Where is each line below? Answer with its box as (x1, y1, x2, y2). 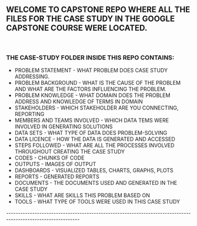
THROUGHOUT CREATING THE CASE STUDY (14, 148, 125, 155)
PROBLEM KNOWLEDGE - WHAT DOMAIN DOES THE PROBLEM (14, 92, 171, 99)
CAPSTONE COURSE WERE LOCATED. (6, 23, 148, 33)
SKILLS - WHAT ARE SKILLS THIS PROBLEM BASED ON (14, 192, 151, 199)
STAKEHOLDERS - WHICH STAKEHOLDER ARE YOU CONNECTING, (14, 104, 179, 111)
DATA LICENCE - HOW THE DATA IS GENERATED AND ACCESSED (14, 135, 175, 143)
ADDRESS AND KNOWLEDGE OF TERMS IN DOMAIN (14, 98, 143, 105)
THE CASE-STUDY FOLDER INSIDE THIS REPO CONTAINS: (6, 53, 175, 61)
